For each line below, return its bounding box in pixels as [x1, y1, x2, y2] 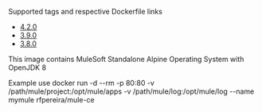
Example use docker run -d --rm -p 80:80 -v [8, 79, 155, 87]
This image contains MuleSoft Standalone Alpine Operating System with [8, 55, 244, 64]
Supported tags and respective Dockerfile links [8, 7, 163, 16]
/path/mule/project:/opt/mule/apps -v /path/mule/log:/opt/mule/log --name [8, 87, 255, 96]
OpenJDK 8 [8, 63, 46, 72]
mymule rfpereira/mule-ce [8, 95, 95, 104]
